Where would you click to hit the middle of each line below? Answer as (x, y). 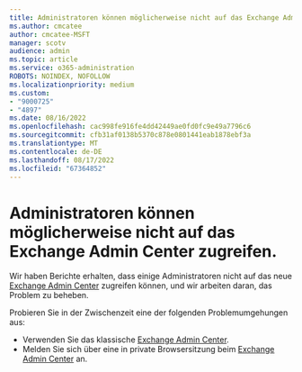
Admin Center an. (55, 359)
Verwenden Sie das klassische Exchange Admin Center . (125, 340)
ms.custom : (30, 93)
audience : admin (40, 51)
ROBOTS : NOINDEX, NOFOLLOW (60, 77)
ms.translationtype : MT (54, 143)
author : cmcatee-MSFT (50, 34)
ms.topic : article (44, 59)
